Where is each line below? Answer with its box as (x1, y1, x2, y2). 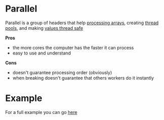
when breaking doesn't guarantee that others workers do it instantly (12, 75, 154, 81)
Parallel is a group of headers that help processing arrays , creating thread (5, 20, 159, 26)
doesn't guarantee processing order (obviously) (12, 69, 113, 76)
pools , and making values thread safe (5, 25, 83, 31)
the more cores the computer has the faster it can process (12, 44, 134, 50)
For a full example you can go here (5, 109, 77, 115)
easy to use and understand (12, 50, 71, 56)
